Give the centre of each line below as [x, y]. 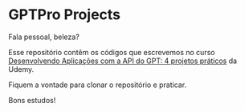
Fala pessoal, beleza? [44, 37]
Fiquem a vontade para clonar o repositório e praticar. [98, 85]
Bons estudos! [32, 100]
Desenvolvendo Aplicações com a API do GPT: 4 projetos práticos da [123, 61]
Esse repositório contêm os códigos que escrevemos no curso [112, 52]
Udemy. [21, 69]
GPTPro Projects [65, 15]
